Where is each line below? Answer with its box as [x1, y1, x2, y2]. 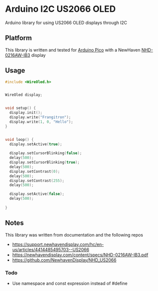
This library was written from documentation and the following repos [5, 232, 143, 238]
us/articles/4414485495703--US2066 [12, 246, 90, 252]
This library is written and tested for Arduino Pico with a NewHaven [5, 47, 140, 53]
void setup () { [5, 106, 36, 111]
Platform [5, 34, 32, 42]
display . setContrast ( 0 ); [9, 169, 60, 174]
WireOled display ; [5, 92, 43, 98]
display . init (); [9, 110, 43, 115]
